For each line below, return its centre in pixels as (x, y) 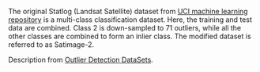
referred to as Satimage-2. (51, 45)
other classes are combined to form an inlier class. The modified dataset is (130, 36)
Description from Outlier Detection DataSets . (81, 59)
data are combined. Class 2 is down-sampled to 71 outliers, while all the (125, 28)
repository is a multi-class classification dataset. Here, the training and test (130, 20)
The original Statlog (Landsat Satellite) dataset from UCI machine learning (128, 11)
